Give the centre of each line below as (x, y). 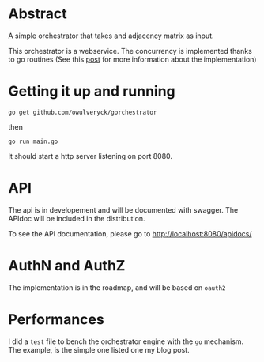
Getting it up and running (92, 91)
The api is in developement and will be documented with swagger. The (123, 209)
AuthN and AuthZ (67, 266)
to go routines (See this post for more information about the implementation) (132, 59)
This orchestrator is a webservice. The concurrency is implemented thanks (130, 51)
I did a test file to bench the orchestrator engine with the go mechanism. (126, 341)
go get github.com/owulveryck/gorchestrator (83, 112)
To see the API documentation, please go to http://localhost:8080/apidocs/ (130, 233)
